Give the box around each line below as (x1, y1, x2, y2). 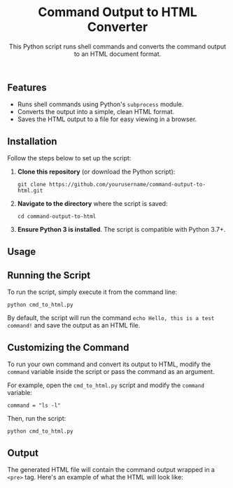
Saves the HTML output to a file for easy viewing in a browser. (17, 115, 197, 123)
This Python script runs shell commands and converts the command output (9, 42, 226, 50)
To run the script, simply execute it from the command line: (7, 288, 177, 296)
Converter (87, 19, 148, 35)
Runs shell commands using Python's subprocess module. (17, 100, 184, 109)
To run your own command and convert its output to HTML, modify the (7, 360, 211, 368)
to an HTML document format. (73, 50, 162, 58)
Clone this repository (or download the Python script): (17, 167, 176, 176)
